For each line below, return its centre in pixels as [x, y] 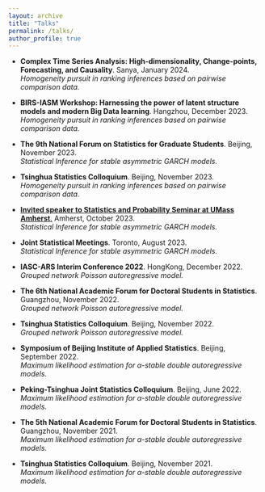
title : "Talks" [34, 23]
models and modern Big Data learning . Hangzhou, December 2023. [134, 111]
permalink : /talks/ [41, 31]
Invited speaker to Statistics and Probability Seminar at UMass [127, 210]
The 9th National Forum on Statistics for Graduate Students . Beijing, [136, 144]
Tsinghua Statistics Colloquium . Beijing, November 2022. [117, 324]
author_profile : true [45, 38]
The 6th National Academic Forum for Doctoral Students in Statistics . [139, 291]
